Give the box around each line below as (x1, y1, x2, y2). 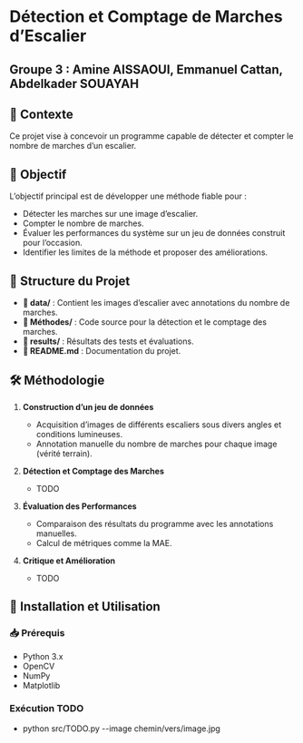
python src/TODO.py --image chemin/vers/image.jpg (22, 723, 220, 734)
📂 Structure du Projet (9, 273, 131, 288)
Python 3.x (22, 650, 64, 661)
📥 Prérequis (9, 627, 65, 640)
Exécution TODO (9, 702, 84, 715)
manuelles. (35, 528, 77, 539)
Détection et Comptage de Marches (9, 6, 283, 27)
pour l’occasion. (22, 238, 83, 249)
